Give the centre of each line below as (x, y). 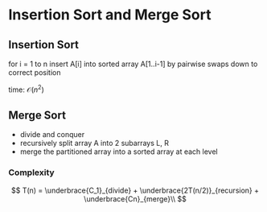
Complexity (31, 173)
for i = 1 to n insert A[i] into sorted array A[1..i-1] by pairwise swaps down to (133, 64)
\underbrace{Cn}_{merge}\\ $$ (135, 198)
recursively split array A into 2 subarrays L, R (94, 143)
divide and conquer (52, 135)
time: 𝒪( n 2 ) (26, 89)
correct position (35, 73)
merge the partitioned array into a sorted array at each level (119, 152)
